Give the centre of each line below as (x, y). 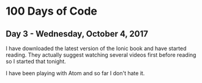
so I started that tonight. (36, 61)
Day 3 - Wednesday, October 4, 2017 (77, 34)
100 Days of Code (51, 11)
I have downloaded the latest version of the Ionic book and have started (96, 48)
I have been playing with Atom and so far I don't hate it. (75, 73)
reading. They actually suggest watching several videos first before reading (101, 55)
